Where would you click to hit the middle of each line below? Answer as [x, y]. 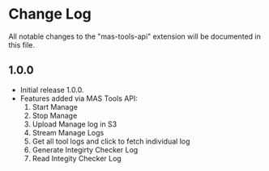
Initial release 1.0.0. [52, 90]
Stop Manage [55, 115]
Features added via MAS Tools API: [79, 98]
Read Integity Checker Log [77, 158]
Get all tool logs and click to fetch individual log [111, 141]
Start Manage [55, 106]
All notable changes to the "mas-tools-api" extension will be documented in [135, 36]
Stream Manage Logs [68, 132]
